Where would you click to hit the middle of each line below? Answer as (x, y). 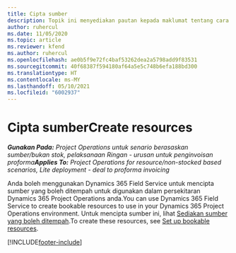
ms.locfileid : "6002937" (44, 93)
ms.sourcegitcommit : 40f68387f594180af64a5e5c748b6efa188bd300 (102, 66)
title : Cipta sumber (38, 14)
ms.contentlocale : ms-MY (44, 80)
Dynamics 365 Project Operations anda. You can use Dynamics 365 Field (113, 199)
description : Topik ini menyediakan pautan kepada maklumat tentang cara (118, 20)
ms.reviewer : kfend (36, 47)
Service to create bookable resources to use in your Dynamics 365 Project (116, 206)
